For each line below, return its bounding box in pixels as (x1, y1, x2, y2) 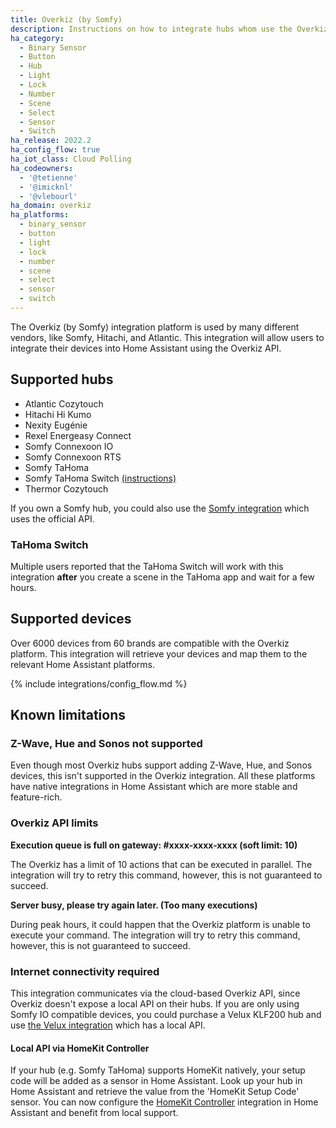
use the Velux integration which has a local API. (10, 1019, 206, 1031)
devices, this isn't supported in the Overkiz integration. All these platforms (10, 770, 316, 782)
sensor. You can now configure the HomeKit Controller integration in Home (10, 1096, 319, 1108)
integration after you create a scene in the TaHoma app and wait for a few (10, 571, 315, 583)
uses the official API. (10, 512, 95, 525)
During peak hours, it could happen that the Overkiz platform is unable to (10, 918, 311, 930)
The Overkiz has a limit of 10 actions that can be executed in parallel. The (10, 858, 313, 870)
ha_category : (10, 33, 65, 43)
